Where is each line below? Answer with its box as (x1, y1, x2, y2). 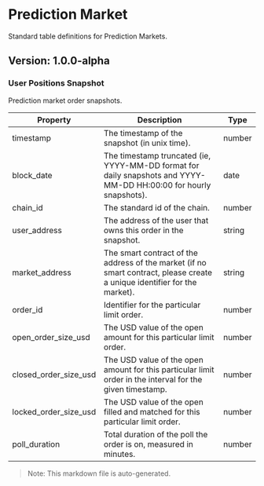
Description (137, 114, 182, 125)
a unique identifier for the (103, 276, 197, 287)
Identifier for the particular (103, 299, 201, 310)
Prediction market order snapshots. (8, 96, 123, 105)
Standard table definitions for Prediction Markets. (8, 31, 167, 41)
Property (36, 114, 71, 125)
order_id (12, 304, 43, 315)
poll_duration (12, 438, 60, 449)
